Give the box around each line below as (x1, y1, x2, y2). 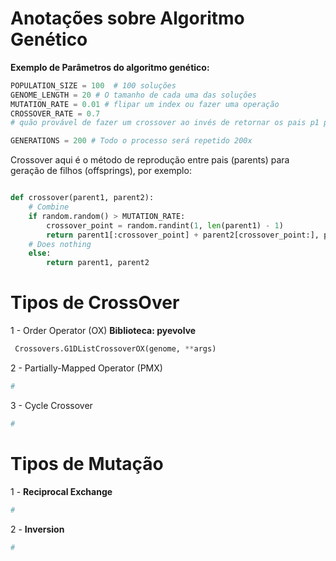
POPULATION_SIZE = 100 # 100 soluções (10, 80, 177, 91)
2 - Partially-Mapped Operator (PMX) (10, 362, 163, 374)
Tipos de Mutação (10, 452, 164, 475)
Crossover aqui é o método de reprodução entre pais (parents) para (10, 154, 290, 166)
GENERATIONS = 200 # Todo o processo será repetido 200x (10, 136, 253, 146)
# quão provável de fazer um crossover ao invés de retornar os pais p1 (10, 118, 320, 128)
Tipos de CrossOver (10, 292, 180, 314)
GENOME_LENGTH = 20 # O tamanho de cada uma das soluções (10, 90, 257, 100)
